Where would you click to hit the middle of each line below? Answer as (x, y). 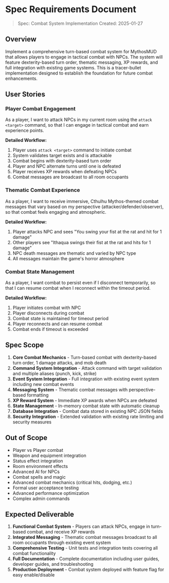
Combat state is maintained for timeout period (60, 319)
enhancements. (22, 78)
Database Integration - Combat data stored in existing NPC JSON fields (88, 411)
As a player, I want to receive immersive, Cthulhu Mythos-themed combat (82, 201)
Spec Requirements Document (71, 9)
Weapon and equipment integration (49, 455)
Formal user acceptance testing (46, 488)
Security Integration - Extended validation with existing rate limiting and (88, 416)
